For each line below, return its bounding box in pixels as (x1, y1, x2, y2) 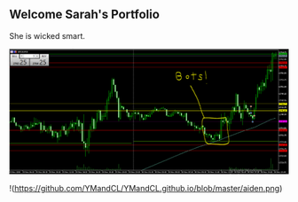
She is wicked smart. (9, 30, 86, 41)
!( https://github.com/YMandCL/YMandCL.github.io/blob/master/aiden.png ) (9, 183, 283, 193)
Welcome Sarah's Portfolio (9, 7, 160, 22)
